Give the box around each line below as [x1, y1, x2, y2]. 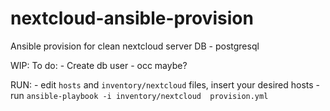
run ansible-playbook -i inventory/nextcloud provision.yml [10, 89, 269, 101]
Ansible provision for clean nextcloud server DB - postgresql [10, 40, 260, 52]
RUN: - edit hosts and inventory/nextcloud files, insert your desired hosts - [10, 78, 321, 91]
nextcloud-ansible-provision [10, 7, 254, 30]
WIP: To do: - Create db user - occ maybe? [10, 59, 188, 71]
